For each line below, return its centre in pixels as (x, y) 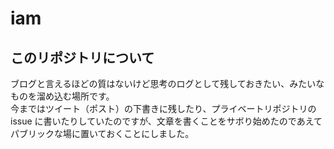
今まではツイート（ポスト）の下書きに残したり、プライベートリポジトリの (163, 108)
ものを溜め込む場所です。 (62, 96)
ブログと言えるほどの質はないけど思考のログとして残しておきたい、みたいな (167, 83)
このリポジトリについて (82, 57)
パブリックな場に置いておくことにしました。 (102, 133)
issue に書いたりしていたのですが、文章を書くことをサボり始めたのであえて (166, 121)
